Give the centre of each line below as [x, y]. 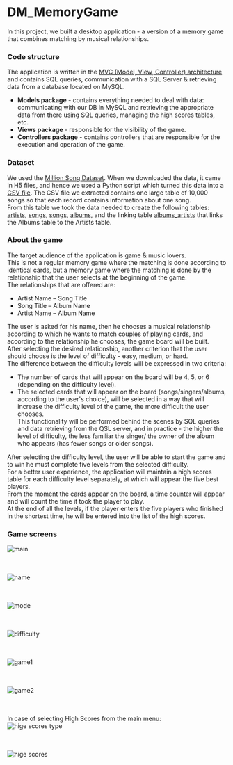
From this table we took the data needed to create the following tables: [109, 207]
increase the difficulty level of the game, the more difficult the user [113, 406]
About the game [35, 240]
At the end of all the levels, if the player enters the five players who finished [115, 508]
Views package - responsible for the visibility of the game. [102, 130]
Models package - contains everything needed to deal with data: [111, 100]
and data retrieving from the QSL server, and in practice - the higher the [120, 428]
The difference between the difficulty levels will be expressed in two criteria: [117, 363]
